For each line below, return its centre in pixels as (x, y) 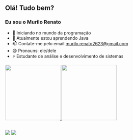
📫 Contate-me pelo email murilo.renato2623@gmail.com (70, 43)
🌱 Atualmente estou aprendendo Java (50, 38)
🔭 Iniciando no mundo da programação (52, 33)
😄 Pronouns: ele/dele (34, 51)
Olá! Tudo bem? (30, 8)
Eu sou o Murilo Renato (33, 22)
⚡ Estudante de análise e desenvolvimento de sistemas (68, 56)
